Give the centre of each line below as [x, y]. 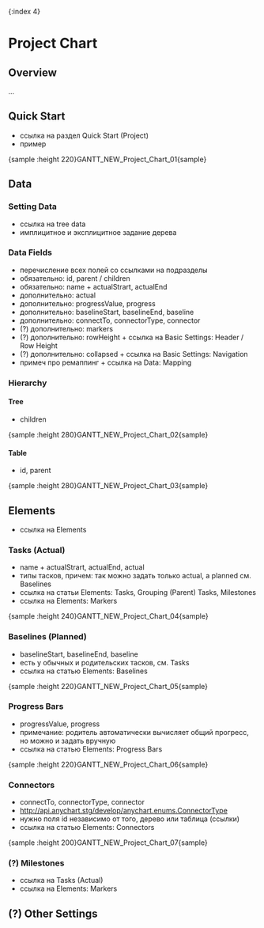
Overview [33, 72]
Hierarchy [28, 383]
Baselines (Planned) [47, 637]
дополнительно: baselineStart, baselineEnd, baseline [107, 312]
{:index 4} [25, 11]
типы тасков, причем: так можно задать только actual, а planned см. [135, 576]
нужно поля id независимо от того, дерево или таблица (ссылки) [129, 819]
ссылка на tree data [53, 224]
